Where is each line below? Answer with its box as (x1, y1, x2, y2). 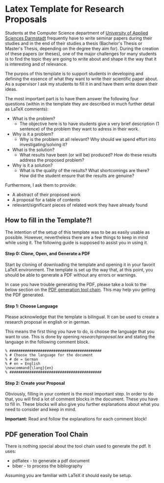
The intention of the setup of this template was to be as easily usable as (5, 229, 150, 235)
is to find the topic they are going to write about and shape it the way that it (5, 56, 157, 62)
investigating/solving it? (19, 141, 68, 147)
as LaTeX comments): (5, 106, 49, 112)
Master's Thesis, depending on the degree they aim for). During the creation (5, 45, 159, 51)
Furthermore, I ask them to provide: (5, 182, 77, 188)
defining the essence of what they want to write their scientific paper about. (5, 76, 158, 82)
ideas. (5, 86, 18, 92)
